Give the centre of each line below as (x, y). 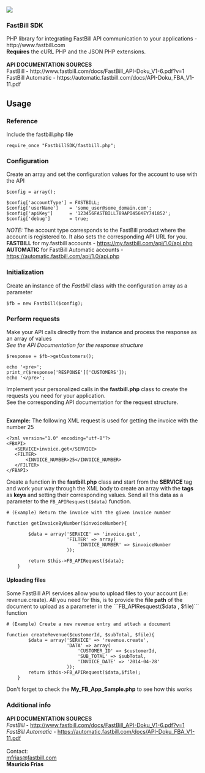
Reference (22, 121)
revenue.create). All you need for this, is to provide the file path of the (95, 600)
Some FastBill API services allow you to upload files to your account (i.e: (97, 593)
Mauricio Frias (25, 764)
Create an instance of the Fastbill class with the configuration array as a (97, 286)
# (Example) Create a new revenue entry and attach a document (89, 624)
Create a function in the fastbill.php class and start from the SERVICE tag (99, 482)
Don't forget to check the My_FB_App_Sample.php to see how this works (99, 689)
